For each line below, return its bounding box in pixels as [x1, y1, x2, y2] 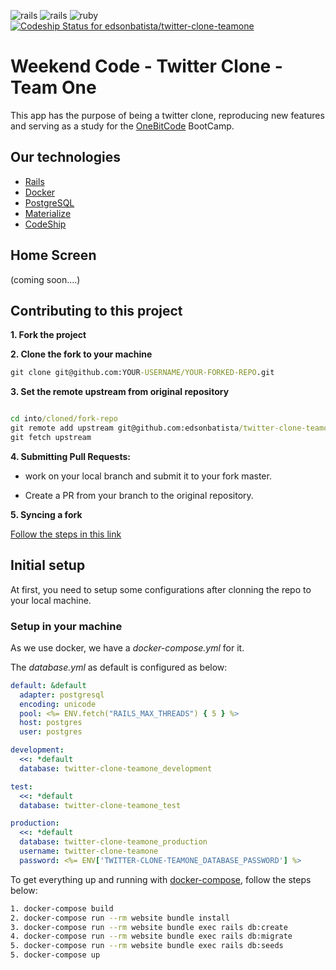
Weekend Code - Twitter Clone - [10, 55, 283, 78]
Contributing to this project [10, 302, 183, 319]
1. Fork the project [10, 329, 87, 341]
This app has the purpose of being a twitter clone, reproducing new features [10, 109, 325, 121]
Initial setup [10, 557, 86, 574]
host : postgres [19, 718, 83, 728]
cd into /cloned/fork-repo [10, 414, 118, 424]
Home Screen [10, 247, 97, 264]
